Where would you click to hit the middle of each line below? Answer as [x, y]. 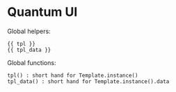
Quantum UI [42, 12]
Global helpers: [29, 31]
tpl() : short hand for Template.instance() [73, 75]
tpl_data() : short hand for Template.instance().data [88, 81]
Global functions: [32, 62]
